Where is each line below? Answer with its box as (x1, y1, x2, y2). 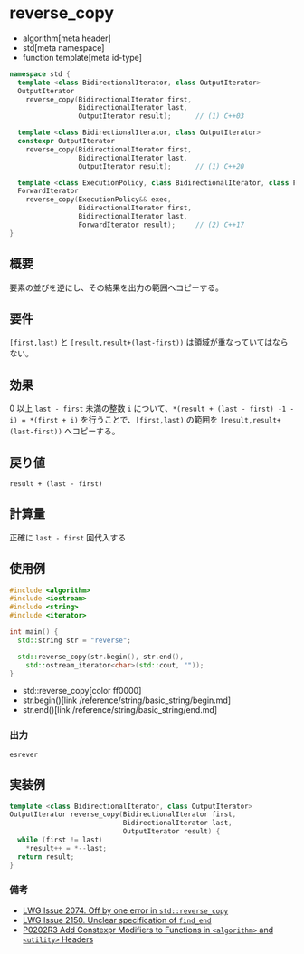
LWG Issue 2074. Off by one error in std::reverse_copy (22, 905, 229, 916)
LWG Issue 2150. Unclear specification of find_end (22, 914, 212, 925)
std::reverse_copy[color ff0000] (22, 686, 142, 696)
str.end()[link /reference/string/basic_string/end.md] (22, 705, 218, 715)
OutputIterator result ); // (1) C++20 (78, 161, 245, 170)
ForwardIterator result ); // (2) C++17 (78, 220, 245, 229)
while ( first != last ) (17, 835, 103, 845)
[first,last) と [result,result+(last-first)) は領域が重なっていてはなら (9, 336, 289, 347)
